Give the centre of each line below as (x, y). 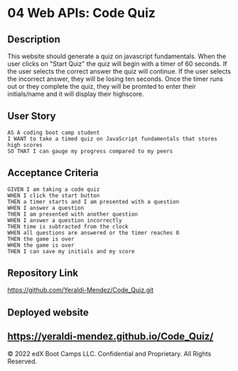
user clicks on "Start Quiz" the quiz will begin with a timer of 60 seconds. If (117, 64)
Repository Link (43, 273)
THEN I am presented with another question (73, 214)
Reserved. (22, 361)
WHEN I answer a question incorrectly (65, 220)
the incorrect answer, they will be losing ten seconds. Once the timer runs (115, 79)
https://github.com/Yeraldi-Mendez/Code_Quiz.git (81, 290)
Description (34, 39)
